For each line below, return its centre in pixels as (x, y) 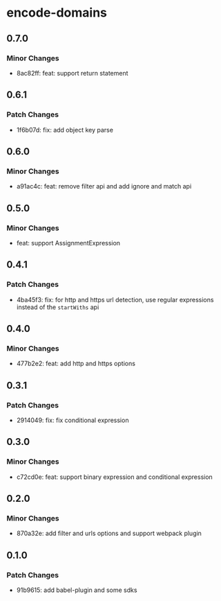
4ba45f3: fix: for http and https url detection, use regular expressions (115, 299)
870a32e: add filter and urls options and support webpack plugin (109, 533)
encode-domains (57, 13)
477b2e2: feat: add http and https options (76, 364)
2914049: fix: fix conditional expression (73, 420)
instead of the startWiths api (58, 307)
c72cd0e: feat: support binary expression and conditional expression (115, 477)
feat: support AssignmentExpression (68, 243)
